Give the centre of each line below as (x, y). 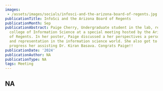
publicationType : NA (26, 59)
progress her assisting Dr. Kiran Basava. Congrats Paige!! (71, 46)
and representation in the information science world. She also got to (83, 41)
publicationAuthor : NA (28, 55)
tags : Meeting (19, 64)
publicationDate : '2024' (30, 50)
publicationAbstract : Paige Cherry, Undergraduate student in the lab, (79, 28)
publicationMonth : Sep (28, 23)
